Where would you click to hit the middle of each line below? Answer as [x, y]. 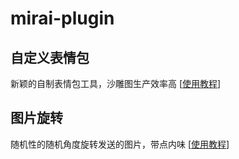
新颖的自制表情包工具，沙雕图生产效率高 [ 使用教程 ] [116, 83]
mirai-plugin [62, 18]
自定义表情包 [50, 57]
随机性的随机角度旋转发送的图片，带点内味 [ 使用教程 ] [120, 144]
